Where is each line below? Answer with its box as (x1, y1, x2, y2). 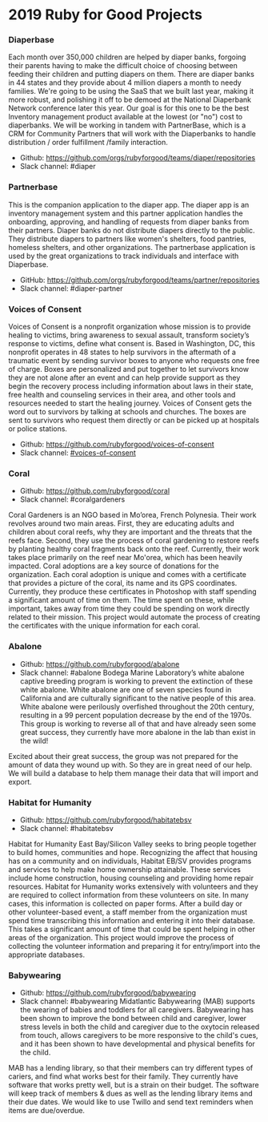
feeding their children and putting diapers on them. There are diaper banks (8, 70, 254, 79)
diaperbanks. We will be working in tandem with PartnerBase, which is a (8, 120, 246, 130)
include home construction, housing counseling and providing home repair (8, 873, 254, 882)
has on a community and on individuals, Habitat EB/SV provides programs (8, 856, 252, 866)
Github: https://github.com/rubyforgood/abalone (19, 659, 180, 668)
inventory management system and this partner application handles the (8, 208, 244, 218)
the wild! (19, 736, 49, 745)
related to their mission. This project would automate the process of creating (8, 612, 261, 622)
